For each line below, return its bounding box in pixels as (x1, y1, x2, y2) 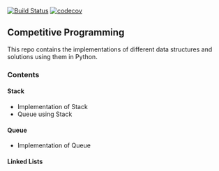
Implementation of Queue (17, 141, 91, 149)
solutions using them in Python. (7, 52, 98, 60)
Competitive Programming (7, 26, 125, 38)
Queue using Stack (17, 110, 73, 118)
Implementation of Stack (17, 102, 89, 111)
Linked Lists (7, 157, 43, 165)
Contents (7, 70, 40, 79)
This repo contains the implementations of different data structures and (7, 45, 213, 54)
